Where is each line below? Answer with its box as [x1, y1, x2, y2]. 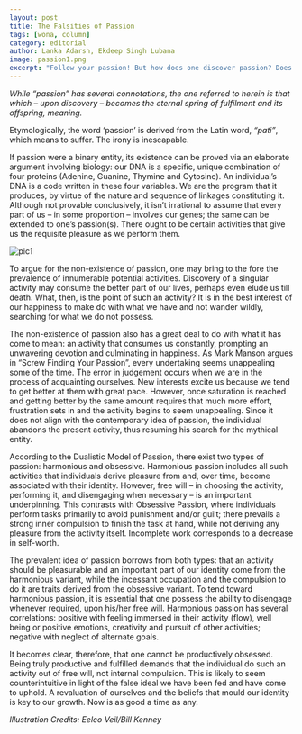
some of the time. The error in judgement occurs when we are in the [9, 367, 263, 377]
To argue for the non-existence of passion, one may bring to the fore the [9, 263, 279, 274]
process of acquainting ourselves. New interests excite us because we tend [9, 376, 290, 387]
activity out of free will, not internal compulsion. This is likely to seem [9, 667, 266, 678]
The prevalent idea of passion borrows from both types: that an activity [9, 555, 274, 566]
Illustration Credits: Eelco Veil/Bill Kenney [9, 713, 162, 725]
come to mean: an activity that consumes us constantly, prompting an [9, 338, 269, 349]
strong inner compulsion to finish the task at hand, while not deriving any [9, 518, 280, 529]
